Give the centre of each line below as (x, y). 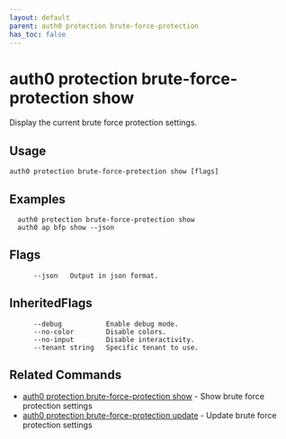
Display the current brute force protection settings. (103, 123)
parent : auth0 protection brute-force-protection (104, 26)
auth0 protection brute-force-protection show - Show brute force (143, 397)
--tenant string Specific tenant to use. (116, 347)
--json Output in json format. (96, 276)
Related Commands (66, 375)
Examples (37, 199)
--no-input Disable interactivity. (114, 339)
